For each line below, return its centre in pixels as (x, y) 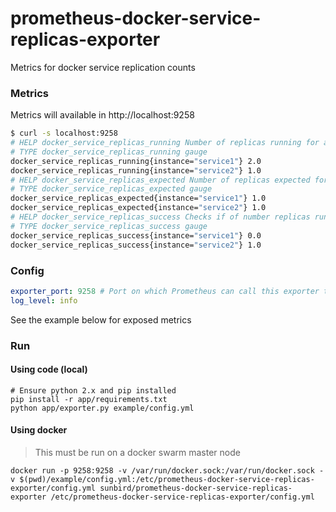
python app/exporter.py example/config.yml (102, 408)
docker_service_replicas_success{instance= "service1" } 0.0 (136, 235)
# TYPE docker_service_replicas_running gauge (109, 152)
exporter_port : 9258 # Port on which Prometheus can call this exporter (165, 291)
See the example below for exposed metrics (101, 319)
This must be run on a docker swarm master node (137, 452)
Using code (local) (49, 369)
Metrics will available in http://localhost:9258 (102, 115)
